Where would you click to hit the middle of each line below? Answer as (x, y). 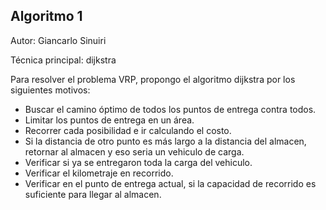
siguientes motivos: (50, 90)
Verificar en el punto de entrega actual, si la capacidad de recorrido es (170, 183)
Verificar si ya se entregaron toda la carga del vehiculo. (138, 162)
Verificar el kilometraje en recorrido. (99, 173)
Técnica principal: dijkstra (63, 60)
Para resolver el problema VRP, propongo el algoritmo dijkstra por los (153, 79)
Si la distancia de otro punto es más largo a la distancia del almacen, (165, 141)
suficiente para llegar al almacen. (93, 194)
